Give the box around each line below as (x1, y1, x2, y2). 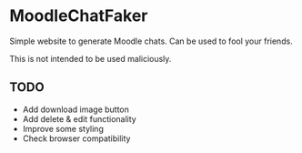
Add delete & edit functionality (22, 113, 136, 124)
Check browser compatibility (22, 133, 131, 144)
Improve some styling (22, 123, 105, 134)
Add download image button (22, 104, 130, 115)
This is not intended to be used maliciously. (9, 53, 172, 64)
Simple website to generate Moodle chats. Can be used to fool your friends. (9, 36, 293, 46)
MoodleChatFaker (9, 5, 148, 26)
